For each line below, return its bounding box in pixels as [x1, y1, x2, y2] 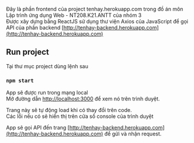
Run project [6, 47, 50, 57]
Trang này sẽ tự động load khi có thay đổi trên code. [6, 107, 133, 114]
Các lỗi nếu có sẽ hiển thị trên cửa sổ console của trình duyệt [6, 113, 154, 120]
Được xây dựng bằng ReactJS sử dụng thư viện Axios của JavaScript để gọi [6, 18, 189, 25]
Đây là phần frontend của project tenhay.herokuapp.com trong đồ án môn [6, 6, 183, 12]
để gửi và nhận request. [104, 130, 162, 137]
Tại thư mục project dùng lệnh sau [6, 62, 89, 69]
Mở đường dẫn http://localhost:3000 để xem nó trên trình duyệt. [6, 95, 160, 102]
